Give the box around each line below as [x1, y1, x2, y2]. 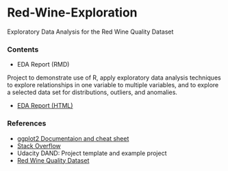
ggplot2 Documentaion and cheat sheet [16, 134, 129, 142]
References [7, 119, 47, 128]
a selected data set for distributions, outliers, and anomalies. [7, 88, 178, 97]
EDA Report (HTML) [16, 102, 73, 110]
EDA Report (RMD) [16, 60, 70, 69]
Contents [7, 45, 39, 54]
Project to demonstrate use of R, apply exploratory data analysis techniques [7, 73, 221, 82]
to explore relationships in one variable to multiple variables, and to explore [7, 81, 219, 89]
